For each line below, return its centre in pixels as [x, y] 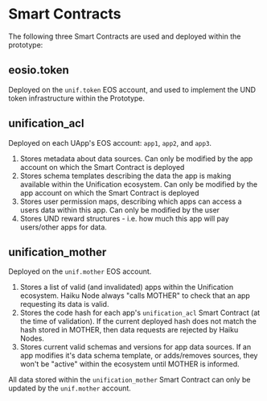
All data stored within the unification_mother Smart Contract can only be [129, 380]
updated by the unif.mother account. [70, 388]
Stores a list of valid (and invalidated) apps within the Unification [127, 287]
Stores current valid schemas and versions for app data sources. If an [136, 347]
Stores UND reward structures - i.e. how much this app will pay [124, 218]
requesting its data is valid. [64, 304]
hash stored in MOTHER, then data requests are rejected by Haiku [129, 330]
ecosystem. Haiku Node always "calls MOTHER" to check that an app [135, 296]
